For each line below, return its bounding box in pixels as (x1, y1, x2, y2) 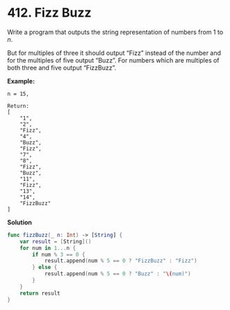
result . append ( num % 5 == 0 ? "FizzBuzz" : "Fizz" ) (44, 257, 197, 265)
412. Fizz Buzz (7, 5, 92, 21)
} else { (32, 264, 58, 271)
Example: (7, 76, 35, 85)
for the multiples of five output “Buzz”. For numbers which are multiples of (7, 56, 220, 64)
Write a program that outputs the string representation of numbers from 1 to (7, 28, 224, 36)
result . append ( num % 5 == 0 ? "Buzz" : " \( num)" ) (44, 270, 191, 277)
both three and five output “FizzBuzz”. (7, 63, 117, 72)
